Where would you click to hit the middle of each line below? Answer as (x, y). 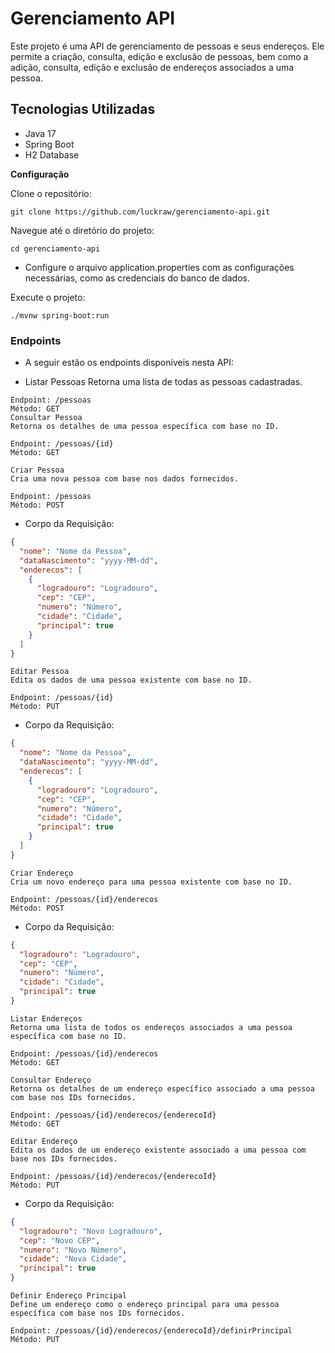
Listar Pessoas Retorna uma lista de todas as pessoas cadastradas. (163, 382)
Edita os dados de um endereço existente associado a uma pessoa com (158, 1150)
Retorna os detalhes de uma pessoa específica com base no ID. (145, 427)
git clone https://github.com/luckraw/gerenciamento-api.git (140, 212)
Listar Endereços (46, 1018)
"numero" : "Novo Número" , (73, 1250)
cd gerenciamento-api (55, 248)
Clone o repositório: (51, 193)
